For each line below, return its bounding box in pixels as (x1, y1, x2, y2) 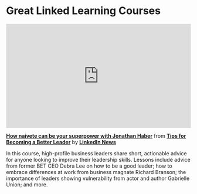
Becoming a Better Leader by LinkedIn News (6, 139, 116, 146)
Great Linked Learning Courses (6, 4, 161, 18)
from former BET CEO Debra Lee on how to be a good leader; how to (6, 162, 172, 169)
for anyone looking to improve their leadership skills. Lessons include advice (6, 156, 191, 164)
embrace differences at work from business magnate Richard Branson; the (6, 169, 186, 176)
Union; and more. (6, 181, 48, 188)
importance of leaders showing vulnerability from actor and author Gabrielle (6, 175, 190, 182)
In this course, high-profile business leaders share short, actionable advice (6, 150, 187, 157)
